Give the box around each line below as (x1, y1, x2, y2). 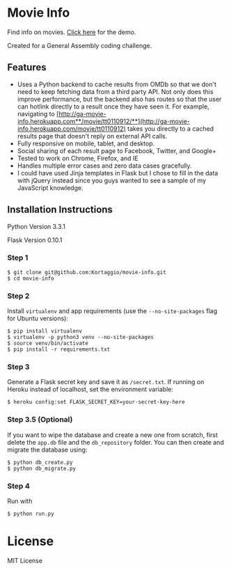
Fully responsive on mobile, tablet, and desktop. (17, 139, 155, 148)
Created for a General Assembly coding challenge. (7, 41, 152, 49)
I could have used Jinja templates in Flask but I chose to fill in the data (17, 168, 218, 177)
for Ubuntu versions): (7, 315, 68, 323)
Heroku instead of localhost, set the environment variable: (7, 385, 174, 394)
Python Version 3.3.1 (7, 222, 66, 230)
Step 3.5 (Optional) (7, 415, 73, 425)
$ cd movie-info (7, 275, 54, 282)
